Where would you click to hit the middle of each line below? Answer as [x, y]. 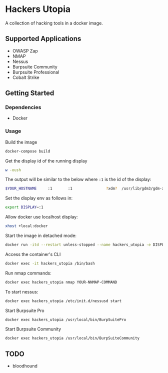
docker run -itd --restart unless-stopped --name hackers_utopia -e [78, 245]
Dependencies [23, 107]
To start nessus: [22, 291]
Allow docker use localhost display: [42, 217]
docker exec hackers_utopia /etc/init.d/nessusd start [63, 301]
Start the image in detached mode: [41, 235]
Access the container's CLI [33, 254]
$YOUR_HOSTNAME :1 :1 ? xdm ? [61, 188]
